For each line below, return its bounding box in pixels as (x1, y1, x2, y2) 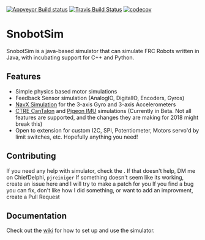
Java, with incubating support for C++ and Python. (6, 54, 135, 61)
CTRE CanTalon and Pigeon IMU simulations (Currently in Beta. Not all (15, 107, 192, 114)
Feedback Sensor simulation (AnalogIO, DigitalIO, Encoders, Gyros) (15, 94, 185, 101)
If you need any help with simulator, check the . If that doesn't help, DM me (6, 167, 196, 174)
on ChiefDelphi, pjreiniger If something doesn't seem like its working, (6, 173, 184, 181)
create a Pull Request (6, 193, 60, 200)
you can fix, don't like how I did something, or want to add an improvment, (6, 186, 194, 194)
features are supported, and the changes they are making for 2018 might (15, 114, 199, 121)
